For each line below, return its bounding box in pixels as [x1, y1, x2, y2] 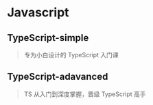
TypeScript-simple [7, 32, 89, 44]
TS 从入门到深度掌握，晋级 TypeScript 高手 [23, 90, 146, 98]
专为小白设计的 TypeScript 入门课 [23, 51, 119, 59]
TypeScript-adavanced [7, 71, 108, 82]
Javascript [7, 5, 70, 20]
